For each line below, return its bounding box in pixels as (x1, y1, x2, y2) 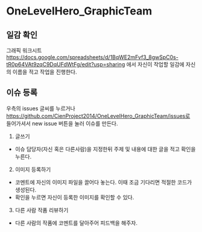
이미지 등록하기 (14, 166, 51, 173)
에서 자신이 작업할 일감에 (126, 61, 185, 67)
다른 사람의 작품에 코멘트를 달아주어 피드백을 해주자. (14, 219, 137, 227)
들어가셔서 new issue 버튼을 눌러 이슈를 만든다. (6, 119, 118, 127)
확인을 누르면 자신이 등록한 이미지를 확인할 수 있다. (14, 193, 134, 201)
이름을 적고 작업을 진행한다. (12, 68, 77, 75)
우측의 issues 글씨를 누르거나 (6, 104, 75, 112)
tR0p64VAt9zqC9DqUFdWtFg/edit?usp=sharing (6, 61, 125, 67)
